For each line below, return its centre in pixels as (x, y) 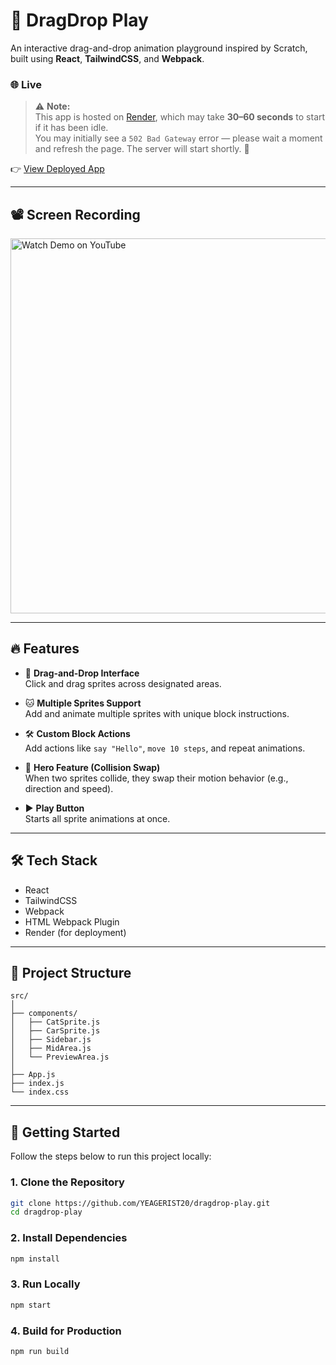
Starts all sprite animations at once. (97, 818)
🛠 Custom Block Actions (77, 733)
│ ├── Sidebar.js (51, 1040)
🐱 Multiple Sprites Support (83, 703)
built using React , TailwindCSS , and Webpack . (107, 58)
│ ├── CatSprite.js (55, 1022)
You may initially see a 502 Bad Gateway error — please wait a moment (178, 138)
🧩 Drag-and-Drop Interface (82, 673)
